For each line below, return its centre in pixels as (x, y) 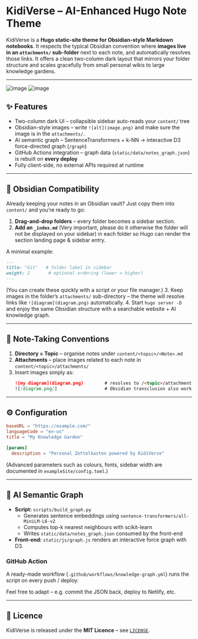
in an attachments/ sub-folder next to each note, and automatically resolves (98, 52)
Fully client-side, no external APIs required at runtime (79, 165)
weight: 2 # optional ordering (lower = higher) (75, 273)
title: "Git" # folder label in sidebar (59, 268)
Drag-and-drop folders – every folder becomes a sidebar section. (95, 221)
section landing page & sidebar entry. (60, 240)
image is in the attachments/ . (50, 134)
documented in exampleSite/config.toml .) (57, 471)
